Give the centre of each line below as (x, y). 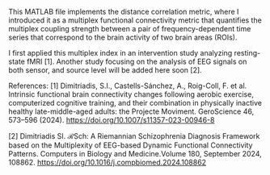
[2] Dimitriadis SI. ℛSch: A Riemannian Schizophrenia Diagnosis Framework (134, 136)
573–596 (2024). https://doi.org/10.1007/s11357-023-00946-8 (112, 120)
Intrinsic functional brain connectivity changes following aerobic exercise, (131, 94)
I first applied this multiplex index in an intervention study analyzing (120, 53)
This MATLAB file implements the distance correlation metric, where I (124, 12)
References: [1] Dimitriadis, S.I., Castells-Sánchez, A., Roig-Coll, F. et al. (128, 85)
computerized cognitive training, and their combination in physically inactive (135, 103)
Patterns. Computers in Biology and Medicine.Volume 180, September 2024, (135, 154)
